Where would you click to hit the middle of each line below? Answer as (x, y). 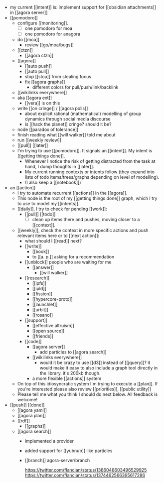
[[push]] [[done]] (27, 405)
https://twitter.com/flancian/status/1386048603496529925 (86, 470)
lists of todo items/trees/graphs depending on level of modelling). (92, 177)
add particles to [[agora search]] (73, 352)
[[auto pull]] (37, 71)
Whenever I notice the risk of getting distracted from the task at (90, 161)
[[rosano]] (43, 315)
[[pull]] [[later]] (33, 145)
